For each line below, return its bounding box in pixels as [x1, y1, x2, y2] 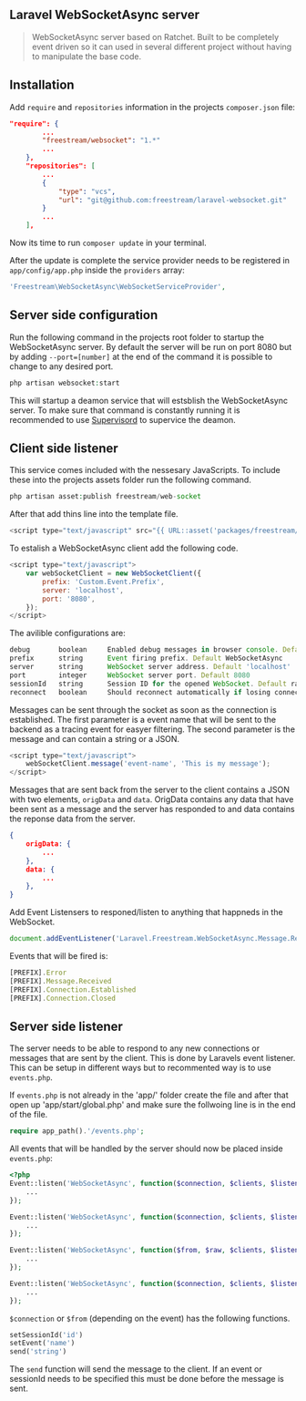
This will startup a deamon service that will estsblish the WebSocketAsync [9, 395, 289, 406]
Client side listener [9, 440, 118, 456]
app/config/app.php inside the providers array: [9, 264, 185, 275]
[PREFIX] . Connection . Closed [9, 994, 117, 1003]
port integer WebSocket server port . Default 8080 [9, 670, 250, 680]
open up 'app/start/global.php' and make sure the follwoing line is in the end [9, 1099, 296, 1110]
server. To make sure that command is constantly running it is [9, 405, 241, 416]
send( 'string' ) [9, 1347, 67, 1356]
